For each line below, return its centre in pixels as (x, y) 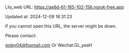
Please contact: (21, 36)
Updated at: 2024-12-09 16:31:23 (39, 16)
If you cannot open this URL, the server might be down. (61, 26)
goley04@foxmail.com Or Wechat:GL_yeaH (49, 45)
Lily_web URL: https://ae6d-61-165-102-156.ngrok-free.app (64, 7)
